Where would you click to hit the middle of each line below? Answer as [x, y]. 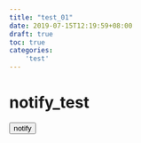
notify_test [50, 103]
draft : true [31, 34]
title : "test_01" [41, 17]
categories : [31, 51]
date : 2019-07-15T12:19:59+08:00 [71, 26]
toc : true [27, 42]
